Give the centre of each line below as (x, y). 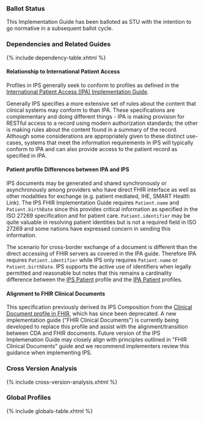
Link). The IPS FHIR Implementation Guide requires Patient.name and (93, 203)
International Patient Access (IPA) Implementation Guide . (78, 91)
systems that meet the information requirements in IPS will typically (109, 143)
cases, (15, 143)
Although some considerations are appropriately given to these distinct (96, 136)
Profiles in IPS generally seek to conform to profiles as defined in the (93, 85)
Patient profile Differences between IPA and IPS (68, 170)
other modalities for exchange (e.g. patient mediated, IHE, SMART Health (98, 196)
